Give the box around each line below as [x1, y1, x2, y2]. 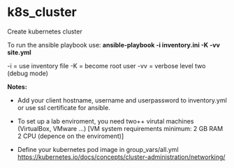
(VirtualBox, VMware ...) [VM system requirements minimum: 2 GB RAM [17, 124, 224, 132]
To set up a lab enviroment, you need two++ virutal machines [17, 116, 194, 125]
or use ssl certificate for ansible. [17, 103, 110, 112]
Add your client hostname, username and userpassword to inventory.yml [17, 96, 227, 105]
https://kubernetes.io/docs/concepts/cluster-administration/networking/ [17, 153, 226, 161]
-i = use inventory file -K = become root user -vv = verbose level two [7, 61, 206, 70]
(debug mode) [7, 69, 49, 77]
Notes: [7, 82, 28, 91]
